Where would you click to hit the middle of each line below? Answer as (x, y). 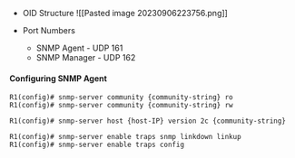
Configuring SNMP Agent (58, 78)
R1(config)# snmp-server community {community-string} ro (121, 98)
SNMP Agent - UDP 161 (79, 48)
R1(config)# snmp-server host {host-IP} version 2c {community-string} (147, 121)
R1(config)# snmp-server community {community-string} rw (121, 106)
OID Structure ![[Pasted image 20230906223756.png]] (125, 13)
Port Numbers (49, 30)
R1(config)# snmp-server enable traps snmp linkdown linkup (126, 137)
